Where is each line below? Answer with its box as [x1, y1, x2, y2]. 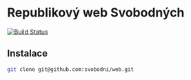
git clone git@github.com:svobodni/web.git [7, 66, 134, 73]
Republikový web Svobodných [7, 5, 185, 21]
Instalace [7, 48, 48, 59]
